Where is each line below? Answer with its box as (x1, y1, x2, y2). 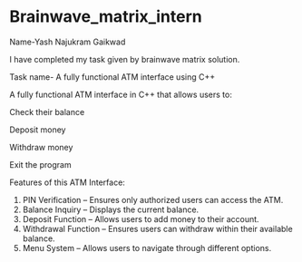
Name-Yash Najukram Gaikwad (9, 36, 126, 47)
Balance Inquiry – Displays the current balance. (22, 204, 200, 215)
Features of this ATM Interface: (9, 177, 125, 188)
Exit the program (9, 159, 72, 170)
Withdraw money (9, 141, 73, 152)
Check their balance (9, 106, 85, 117)
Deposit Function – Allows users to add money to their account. (22, 213, 260, 224)
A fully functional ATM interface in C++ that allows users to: (9, 89, 233, 100)
